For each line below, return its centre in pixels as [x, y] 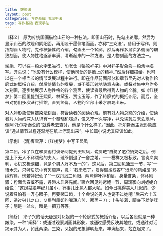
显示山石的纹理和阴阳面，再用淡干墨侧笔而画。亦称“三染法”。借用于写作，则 [81, 44]
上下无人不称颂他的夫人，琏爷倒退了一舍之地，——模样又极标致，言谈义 [81, 158]
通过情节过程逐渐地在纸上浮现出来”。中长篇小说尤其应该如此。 [74, 131]
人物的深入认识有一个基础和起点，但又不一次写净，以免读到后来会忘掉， [86, 119]
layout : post [18, 14]
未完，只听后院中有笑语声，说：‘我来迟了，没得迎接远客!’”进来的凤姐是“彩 [83, 170]
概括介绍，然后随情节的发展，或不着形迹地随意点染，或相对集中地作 [86, 84]
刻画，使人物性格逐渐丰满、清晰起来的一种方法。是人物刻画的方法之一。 [81, 56]
